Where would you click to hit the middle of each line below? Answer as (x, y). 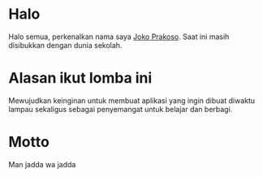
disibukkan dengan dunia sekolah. (65, 45)
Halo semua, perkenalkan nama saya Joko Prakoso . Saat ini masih (119, 37)
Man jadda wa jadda (42, 164)
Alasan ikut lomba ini (80, 78)
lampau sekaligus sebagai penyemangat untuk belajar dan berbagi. (121, 109)
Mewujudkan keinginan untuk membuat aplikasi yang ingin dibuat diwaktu (132, 100)
